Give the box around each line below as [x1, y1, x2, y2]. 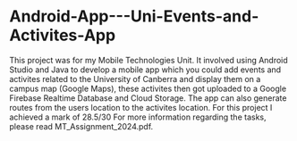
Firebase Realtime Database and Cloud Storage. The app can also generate [9, 92, 287, 104]
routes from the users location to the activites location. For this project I [9, 102, 273, 112]
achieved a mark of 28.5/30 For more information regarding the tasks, [9, 112, 267, 122]
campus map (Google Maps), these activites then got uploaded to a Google [9, 83, 287, 94]
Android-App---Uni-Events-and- [9, 6, 259, 27]
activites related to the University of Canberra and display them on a [9, 73, 261, 84]
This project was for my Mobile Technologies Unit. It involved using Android [9, 54, 288, 65]
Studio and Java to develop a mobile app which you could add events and [9, 64, 282, 75]
